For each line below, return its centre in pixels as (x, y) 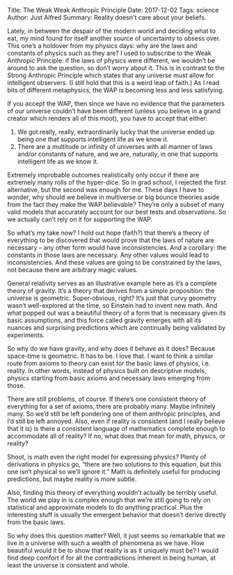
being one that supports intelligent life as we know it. (93, 139)
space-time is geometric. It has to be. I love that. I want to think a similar (110, 356)
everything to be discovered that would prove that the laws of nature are (111, 240)
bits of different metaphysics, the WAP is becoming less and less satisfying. (116, 90)
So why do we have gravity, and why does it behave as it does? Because (111, 348)
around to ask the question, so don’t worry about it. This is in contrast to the (116, 68)
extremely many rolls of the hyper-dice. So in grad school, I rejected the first (116, 182)
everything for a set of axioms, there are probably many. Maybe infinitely (111, 406)
